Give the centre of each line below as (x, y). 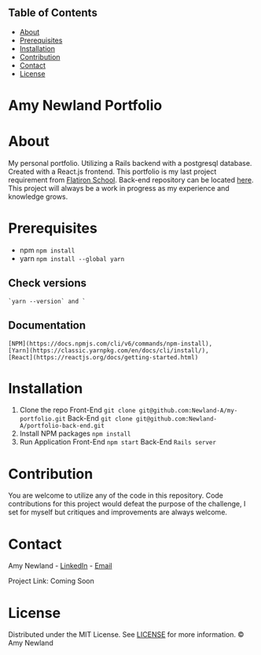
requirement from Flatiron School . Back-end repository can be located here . (131, 179)
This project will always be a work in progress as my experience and (119, 188)
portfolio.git (42, 419)
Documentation (47, 326)
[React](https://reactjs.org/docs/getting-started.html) (103, 357)
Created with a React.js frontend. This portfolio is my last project (112, 171)
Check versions (48, 283)
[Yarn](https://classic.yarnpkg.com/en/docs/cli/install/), (109, 350)
